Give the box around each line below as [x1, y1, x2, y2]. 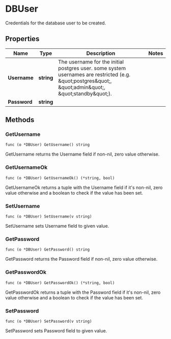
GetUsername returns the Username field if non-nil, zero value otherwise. [5, 151, 160, 158]
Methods [5, 115, 35, 125]
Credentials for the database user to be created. [5, 20, 106, 26]
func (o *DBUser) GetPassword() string [5, 247, 90, 252]
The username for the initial [58, 58, 124, 65]
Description [86, 49, 116, 56]
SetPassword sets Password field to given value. [5, 327, 107, 333]
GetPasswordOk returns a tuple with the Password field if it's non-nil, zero [5, 289, 161, 295]
